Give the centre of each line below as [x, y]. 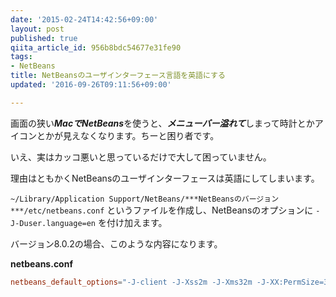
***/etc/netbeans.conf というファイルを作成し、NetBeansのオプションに [162, 210]
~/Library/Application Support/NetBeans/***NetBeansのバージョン [145, 199]
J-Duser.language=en [53, 223]
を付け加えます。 [132, 222]
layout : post [37, 29]
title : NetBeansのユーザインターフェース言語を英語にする [118, 76]
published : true [44, 38]
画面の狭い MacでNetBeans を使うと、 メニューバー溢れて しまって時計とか [162, 123]
